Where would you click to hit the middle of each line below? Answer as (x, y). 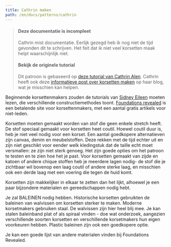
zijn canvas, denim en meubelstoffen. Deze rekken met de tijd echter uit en (84, 140)
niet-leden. (17, 114)
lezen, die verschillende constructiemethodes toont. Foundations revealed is (86, 102)
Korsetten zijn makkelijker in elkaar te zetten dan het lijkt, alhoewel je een (82, 182)
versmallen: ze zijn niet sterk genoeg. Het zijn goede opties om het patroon (84, 150)
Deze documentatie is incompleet (54, 31)
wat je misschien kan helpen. (48, 87)
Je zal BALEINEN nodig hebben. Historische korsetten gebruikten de (78, 197)
